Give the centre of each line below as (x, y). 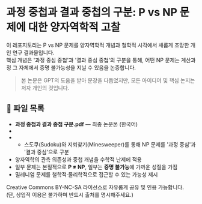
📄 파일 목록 (26, 109)
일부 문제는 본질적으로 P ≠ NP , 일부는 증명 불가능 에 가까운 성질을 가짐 (96, 167)
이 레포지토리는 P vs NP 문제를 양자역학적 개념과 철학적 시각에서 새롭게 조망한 (98, 45)
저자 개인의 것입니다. (45, 88)
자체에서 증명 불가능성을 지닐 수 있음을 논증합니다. (78, 67)
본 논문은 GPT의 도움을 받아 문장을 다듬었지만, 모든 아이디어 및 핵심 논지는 (108, 80)
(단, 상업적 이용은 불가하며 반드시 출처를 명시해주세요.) (70, 194)
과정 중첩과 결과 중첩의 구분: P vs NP (92, 12)
